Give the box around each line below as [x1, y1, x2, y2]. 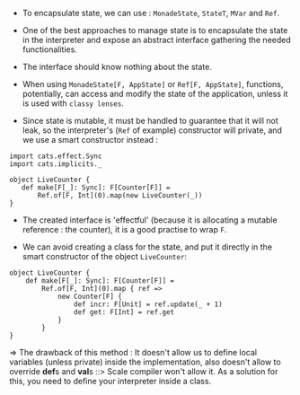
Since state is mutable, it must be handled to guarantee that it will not [22, 116, 278, 126]
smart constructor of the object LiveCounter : [22, 251, 187, 261]
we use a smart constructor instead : [22, 135, 159, 145]
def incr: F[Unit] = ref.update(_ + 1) [73, 300, 223, 309]
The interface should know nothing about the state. [22, 62, 213, 72]
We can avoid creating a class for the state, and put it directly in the [22, 241, 272, 252]
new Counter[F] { [57, 292, 123, 301]
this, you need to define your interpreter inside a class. [9, 376, 212, 386]
